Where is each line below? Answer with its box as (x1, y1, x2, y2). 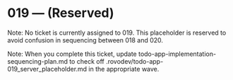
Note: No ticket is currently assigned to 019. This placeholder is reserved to (7, 28, 227, 37)
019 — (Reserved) (7, 5, 114, 21)
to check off (69, 57, 104, 65)
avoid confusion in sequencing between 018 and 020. (7, 35, 164, 44)
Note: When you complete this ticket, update (7, 50, 138, 58)
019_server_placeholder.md (7, 64, 87, 73)
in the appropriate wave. (88, 64, 160, 73)
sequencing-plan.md (7, 57, 68, 65)
